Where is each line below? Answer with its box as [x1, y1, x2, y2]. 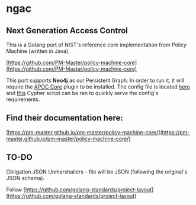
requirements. [6, 96, 40, 103]
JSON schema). [6, 174, 45, 181]
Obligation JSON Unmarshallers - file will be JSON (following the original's [6, 168, 188, 175]
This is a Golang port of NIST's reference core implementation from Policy [6, 41, 187, 48]
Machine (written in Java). [6, 48, 70, 55]
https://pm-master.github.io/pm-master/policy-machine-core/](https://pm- [8, 128, 190, 135]
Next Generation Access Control [6, 26, 128, 36]
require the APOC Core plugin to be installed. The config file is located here [6, 83, 191, 90]
